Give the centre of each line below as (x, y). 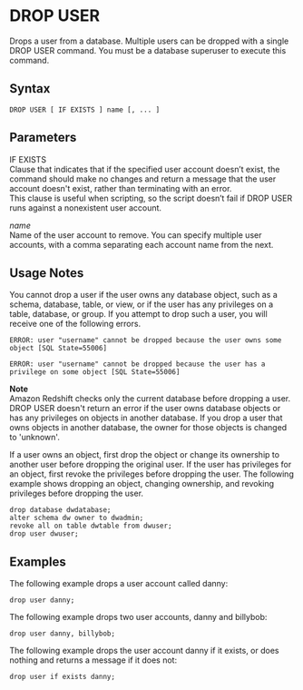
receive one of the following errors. (75, 324)
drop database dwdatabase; (60, 510)
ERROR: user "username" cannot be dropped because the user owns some (146, 340)
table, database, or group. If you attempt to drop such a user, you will (138, 314)
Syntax (30, 89)
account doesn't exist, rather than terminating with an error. (121, 188)
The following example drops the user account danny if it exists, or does (144, 651)
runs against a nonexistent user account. (85, 207)
